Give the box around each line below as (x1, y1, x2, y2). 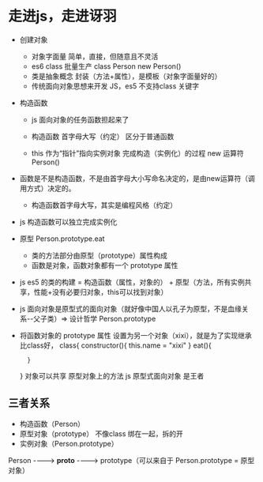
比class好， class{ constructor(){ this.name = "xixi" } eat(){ (19, 341, 212, 350)
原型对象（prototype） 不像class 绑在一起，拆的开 (19, 428, 183, 439)
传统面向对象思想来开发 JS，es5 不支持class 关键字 (31, 81, 200, 91)
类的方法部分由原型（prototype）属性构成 (31, 250, 167, 260)
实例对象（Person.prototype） (19, 439, 118, 448)
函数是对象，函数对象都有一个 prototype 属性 (31, 260, 178, 269)
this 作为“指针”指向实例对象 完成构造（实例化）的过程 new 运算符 (31, 148, 244, 158)
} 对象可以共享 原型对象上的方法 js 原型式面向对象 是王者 (19, 371, 205, 380)
